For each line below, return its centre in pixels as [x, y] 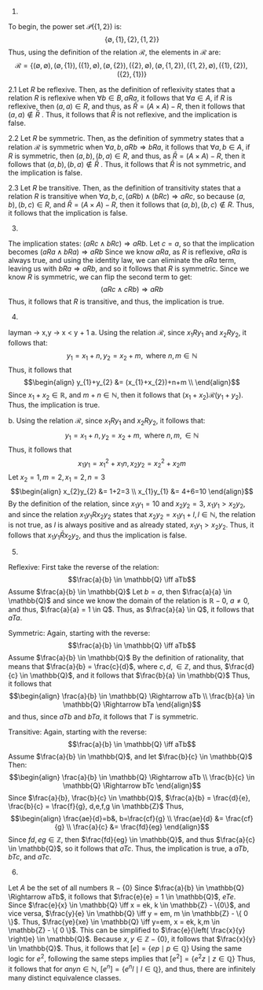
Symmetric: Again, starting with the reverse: [79, 634]
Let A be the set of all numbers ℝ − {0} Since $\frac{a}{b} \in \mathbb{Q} [126, 888]
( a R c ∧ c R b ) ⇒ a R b [132, 289]
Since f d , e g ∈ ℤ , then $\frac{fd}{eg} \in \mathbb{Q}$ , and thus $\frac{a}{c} [132, 840]
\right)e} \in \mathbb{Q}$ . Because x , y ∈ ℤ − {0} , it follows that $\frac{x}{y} [132, 939]
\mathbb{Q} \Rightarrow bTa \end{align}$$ [132, 704]
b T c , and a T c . [30, 857]
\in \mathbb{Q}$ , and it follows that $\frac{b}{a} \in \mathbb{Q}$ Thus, [135, 675]
